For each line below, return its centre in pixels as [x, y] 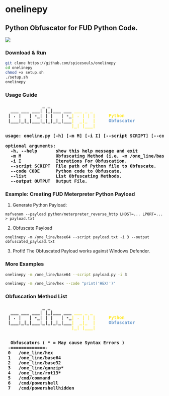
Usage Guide [21, 95]
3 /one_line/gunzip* [36, 368]
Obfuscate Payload [32, 228]
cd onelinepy [19, 68]
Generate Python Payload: [39, 205]
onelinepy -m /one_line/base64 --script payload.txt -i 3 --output [77, 237]
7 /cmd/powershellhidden [41, 388]
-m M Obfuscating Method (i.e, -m [69, 156]
